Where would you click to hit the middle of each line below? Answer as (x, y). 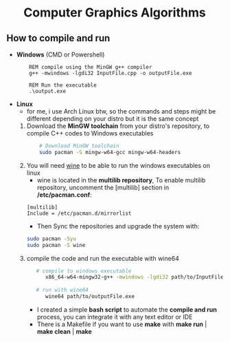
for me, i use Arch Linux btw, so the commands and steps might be (121, 111)
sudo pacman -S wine (56, 245)
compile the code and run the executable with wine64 (103, 258)
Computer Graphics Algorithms (115, 13)
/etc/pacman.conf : (64, 195)
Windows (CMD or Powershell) (60, 54)
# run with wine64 (62, 290)
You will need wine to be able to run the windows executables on (118, 165)
